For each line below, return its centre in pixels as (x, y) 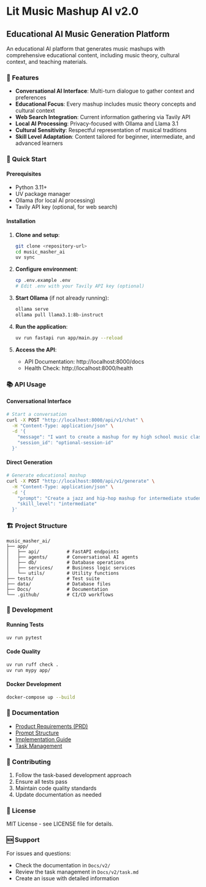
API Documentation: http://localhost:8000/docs (84, 361)
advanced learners (39, 143)
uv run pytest (25, 638)
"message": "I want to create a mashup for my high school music (103, 437)
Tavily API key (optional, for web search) (66, 207)
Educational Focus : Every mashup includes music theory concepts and (105, 104)
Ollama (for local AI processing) (55, 200)
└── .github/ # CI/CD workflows (60, 595)
